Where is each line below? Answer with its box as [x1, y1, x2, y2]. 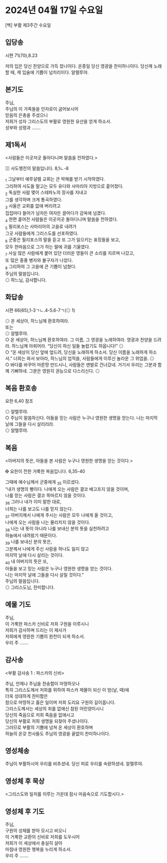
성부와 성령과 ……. [5, 125, 41, 131]
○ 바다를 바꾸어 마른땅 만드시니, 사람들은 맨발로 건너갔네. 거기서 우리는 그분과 [5, 361, 157, 368]
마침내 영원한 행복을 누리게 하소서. [5, 846, 72, 852]
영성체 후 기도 [5, 807, 45, 815]
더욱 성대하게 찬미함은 [5, 693, 48, 699]
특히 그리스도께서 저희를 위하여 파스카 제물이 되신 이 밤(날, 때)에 [5, 686, 130, 693]
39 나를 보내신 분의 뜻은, [5, 539, 52, 546]
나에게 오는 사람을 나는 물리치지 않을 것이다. [5, 519, 91, 525]
